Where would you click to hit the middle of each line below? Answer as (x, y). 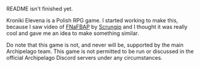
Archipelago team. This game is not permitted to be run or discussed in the (100, 51)
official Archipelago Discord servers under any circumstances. (84, 58)
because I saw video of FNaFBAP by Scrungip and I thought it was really (97, 27)
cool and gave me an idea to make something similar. (73, 33)
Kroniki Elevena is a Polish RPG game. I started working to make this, (92, 20)
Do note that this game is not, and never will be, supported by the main (95, 45)
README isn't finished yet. (40, 9)
